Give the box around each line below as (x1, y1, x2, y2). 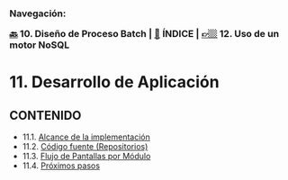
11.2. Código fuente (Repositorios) (22, 141, 148, 152)
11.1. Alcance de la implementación (22, 131, 151, 142)
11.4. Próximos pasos (22, 160, 101, 171)
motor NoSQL (9, 39, 70, 51)
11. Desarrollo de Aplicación (9, 72, 220, 93)
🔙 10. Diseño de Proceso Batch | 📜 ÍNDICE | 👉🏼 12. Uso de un (9, 28, 280, 40)
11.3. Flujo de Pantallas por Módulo (22, 151, 151, 162)
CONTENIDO (9, 107, 82, 123)
